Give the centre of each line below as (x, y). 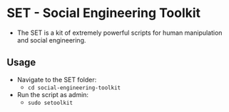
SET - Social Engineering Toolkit (104, 13)
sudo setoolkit (50, 103)
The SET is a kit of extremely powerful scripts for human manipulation (119, 33)
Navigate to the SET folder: (57, 79)
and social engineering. (51, 40)
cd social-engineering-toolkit (74, 88)
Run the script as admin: (53, 94)
